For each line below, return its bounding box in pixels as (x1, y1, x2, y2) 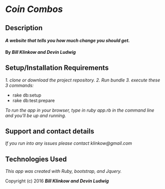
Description (5, 24, 43, 32)
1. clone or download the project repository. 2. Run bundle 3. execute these (5, 77, 160, 83)
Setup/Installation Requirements (5, 64, 109, 72)
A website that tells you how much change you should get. (5, 38, 130, 44)
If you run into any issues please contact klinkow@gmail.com (5, 140, 132, 146)
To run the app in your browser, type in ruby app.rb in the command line (5, 107, 154, 113)
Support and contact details (5, 127, 94, 135)
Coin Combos (5, 4, 63, 15)
